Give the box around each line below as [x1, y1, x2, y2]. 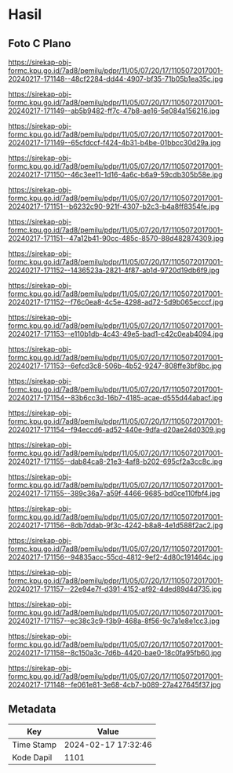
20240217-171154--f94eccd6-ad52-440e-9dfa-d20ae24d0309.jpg [8, 425, 226, 434]
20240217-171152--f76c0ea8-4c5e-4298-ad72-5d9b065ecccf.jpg [8, 297, 224, 307]
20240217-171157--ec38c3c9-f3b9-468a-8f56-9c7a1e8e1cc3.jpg [8, 616, 220, 625]
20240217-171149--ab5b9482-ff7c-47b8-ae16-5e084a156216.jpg [8, 106, 220, 115]
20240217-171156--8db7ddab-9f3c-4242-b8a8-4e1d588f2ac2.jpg [8, 520, 224, 530]
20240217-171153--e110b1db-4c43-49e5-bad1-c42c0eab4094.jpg [8, 330, 224, 338]
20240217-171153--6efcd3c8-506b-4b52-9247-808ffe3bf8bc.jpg [8, 361, 222, 370]
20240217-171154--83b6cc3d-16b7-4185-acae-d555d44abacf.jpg [8, 393, 223, 402]
